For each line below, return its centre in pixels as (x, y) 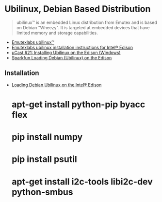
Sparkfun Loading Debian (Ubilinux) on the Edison (62, 57)
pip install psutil (44, 159)
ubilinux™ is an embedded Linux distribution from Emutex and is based (87, 22)
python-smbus (42, 192)
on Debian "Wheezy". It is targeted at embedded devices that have (83, 27)
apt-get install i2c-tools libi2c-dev (82, 182)
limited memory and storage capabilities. (57, 33)
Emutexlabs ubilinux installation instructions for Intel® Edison (72, 47)
